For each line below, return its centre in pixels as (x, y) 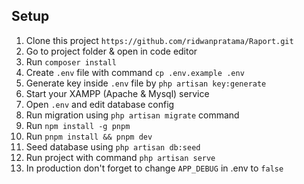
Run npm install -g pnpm (78, 125)
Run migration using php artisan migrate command (132, 115)
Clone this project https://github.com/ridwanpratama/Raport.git (159, 40)
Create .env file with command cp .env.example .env (135, 72)
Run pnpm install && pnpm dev (89, 136)
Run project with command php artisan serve (120, 157)
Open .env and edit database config (100, 104)
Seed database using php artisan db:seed (113, 146)
